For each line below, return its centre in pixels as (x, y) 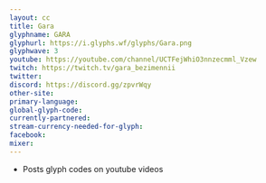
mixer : (22, 143)
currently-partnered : (50, 118)
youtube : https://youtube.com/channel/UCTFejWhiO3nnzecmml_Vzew (133, 59)
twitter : (26, 77)
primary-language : (44, 101)
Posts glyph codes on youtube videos (93, 169)
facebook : (28, 135)
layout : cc (30, 18)
